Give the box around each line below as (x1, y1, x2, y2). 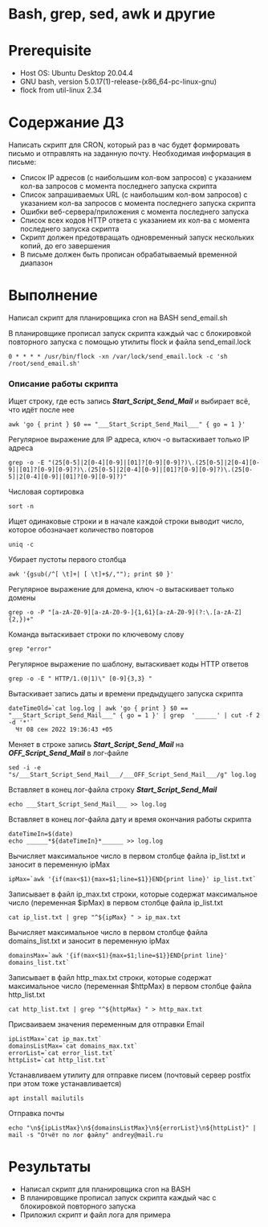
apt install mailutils (8, 1094, 84, 1102)
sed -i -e (8, 764, 42, 772)
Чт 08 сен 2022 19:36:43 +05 (15, 725, 113, 734)
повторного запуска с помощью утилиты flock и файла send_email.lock (8, 337, 251, 347)
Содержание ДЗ (8, 113, 124, 132)
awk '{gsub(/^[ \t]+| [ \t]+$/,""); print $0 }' (8, 570, 174, 579)
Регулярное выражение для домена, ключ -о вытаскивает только (8, 585, 234, 594)
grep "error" (8, 645, 52, 654)
